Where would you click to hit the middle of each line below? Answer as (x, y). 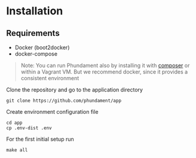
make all (17, 150)
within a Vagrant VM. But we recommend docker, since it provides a (104, 72)
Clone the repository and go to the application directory (75, 90)
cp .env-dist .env (29, 128)
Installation (35, 11)
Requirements (33, 33)
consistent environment (50, 78)
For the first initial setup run (40, 139)
